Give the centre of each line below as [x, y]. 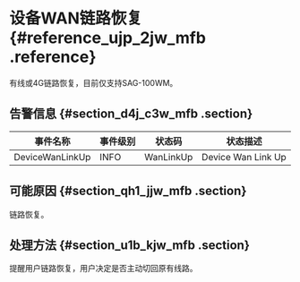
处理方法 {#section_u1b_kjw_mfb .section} [130, 245]
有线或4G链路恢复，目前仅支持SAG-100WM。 [94, 82]
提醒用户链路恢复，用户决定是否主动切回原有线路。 [103, 269]
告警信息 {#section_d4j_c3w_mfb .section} [131, 114]
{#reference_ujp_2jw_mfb [107, 38]
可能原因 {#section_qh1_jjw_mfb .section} [128, 191]
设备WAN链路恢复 [76, 18]
